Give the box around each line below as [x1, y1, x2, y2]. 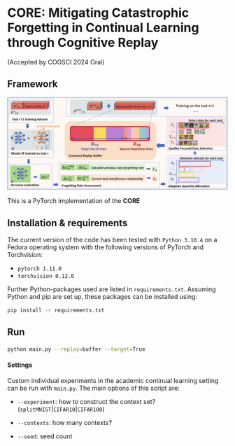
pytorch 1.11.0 [17, 265, 62, 272]
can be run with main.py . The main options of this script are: [7, 384, 180, 392]
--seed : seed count [17, 432, 73, 440]
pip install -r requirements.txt [7, 307, 105, 314]
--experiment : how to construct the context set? [17, 397, 156, 405]
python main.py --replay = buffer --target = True [7, 345, 145, 353]
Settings [7, 361, 33, 369]
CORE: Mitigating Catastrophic [7, 5, 190, 21]
